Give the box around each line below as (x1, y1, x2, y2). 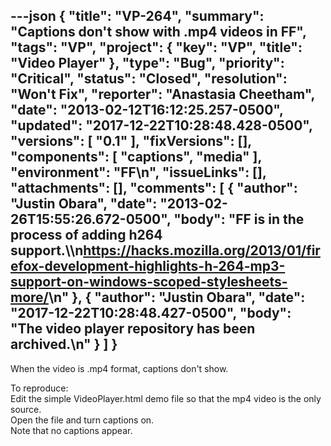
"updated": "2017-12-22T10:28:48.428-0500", (10, 117, 313, 134)
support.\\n (10, 242, 84, 259)
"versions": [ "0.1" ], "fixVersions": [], (10, 133, 252, 150)
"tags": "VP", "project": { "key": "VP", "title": (10, 39, 303, 56)
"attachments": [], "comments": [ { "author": (10, 180, 298, 197)
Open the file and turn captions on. (10, 414, 155, 426)
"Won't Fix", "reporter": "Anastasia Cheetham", (10, 86, 315, 103)
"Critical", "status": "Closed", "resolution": (10, 70, 288, 88)
